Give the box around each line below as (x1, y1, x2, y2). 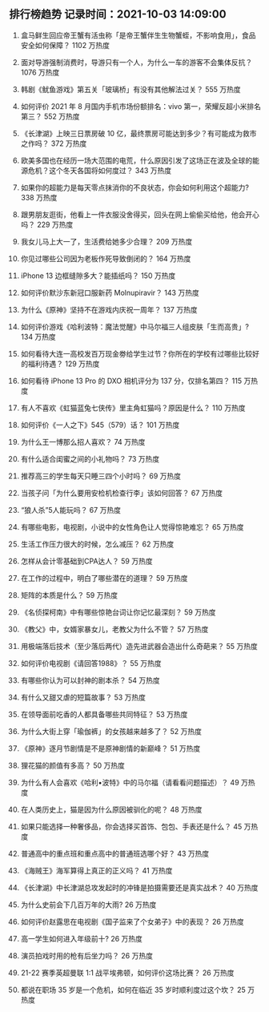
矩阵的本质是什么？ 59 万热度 (20, 590, 118, 599)
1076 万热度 (20, 67, 60, 77)
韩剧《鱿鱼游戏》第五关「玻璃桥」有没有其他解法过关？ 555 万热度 (20, 84, 241, 94)
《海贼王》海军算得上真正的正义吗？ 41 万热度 (20, 865, 173, 875)
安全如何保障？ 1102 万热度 (20, 40, 110, 50)
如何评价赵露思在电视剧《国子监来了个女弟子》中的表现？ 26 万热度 (20, 917, 244, 926)
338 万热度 (20, 192, 58, 202)
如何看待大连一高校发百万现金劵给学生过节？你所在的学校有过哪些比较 (20, 349, 253, 358)
